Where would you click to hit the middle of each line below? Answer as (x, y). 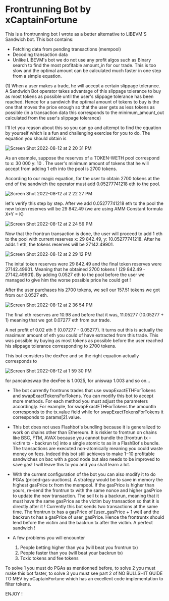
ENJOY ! (14, 593)
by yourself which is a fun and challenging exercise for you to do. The (78, 133)
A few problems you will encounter (49, 537)
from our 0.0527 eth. (27, 295)
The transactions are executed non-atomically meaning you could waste (88, 448)
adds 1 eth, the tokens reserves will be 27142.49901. (60, 244)
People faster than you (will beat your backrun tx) (71, 553)
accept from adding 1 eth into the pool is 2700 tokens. (61, 169)
